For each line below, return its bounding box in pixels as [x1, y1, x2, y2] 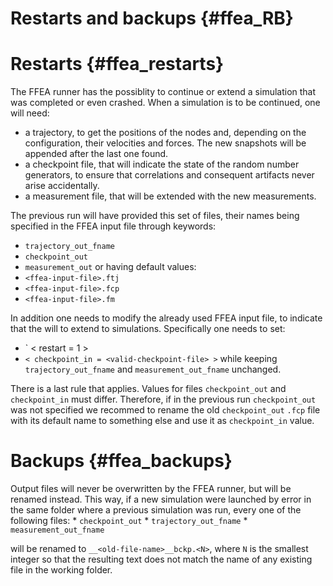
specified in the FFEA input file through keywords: [10, 220, 217, 232]
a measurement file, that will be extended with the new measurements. [24, 190, 317, 202]
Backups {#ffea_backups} [10, 450, 233, 472]
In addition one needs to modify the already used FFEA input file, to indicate [10, 312, 323, 324]
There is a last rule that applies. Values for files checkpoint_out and [10, 383, 287, 395]
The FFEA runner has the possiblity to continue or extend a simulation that [10, 86, 317, 98]
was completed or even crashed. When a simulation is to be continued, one [10, 97, 321, 109]
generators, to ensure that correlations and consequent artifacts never [24, 169, 315, 181]
